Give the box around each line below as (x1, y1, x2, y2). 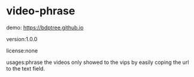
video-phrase (6, 4, 75, 18)
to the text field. (6, 64, 46, 72)
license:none (6, 47, 38, 54)
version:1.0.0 (6, 35, 38, 42)
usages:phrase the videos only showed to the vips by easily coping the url (6, 58, 189, 66)
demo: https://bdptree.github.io (6, 24, 84, 31)
